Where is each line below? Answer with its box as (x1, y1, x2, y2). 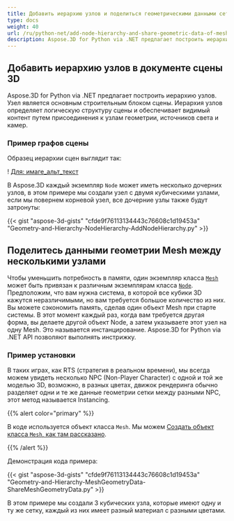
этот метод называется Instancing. (7, 396, 110, 404)
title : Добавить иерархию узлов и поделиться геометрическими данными (7, 10, 217, 17)
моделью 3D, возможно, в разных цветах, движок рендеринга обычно (7, 381, 218, 389)
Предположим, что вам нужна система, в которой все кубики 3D (7, 288, 202, 297)
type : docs (7, 17, 39, 24)
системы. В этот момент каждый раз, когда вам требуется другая (7, 311, 205, 319)
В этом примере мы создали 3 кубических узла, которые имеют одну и (7, 499, 221, 507)
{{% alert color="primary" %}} (7, 409, 95, 418)
